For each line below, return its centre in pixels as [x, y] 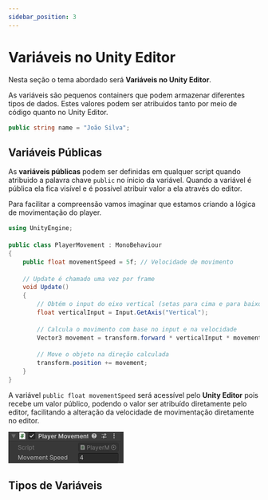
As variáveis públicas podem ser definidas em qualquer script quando [124, 172]
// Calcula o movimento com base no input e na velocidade [137, 329]
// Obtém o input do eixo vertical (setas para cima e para [139, 304]
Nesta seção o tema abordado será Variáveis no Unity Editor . [110, 79]
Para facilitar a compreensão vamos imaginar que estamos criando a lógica [132, 204]
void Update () [46, 288]
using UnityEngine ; [41, 228]
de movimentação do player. [55, 212]
